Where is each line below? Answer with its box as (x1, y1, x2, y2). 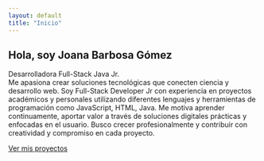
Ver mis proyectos (8, 144, 68, 153)
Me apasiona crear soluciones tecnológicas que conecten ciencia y (8, 78, 229, 87)
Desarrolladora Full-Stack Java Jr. (8, 69, 120, 79)
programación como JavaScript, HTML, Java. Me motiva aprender (8, 103, 225, 113)
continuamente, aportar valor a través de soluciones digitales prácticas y (8, 112, 247, 121)
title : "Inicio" (8, 19, 62, 27)
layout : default (8, 11, 62, 20)
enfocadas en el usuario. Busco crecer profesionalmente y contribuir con (8, 120, 248, 129)
